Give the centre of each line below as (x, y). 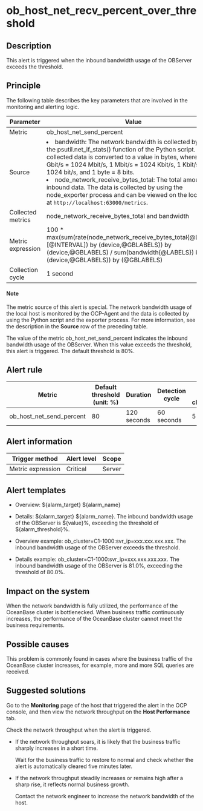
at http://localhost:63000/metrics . (97, 202)
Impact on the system (48, 591)
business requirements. (35, 625)
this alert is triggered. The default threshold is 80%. (70, 351)
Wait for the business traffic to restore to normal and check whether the (104, 760)
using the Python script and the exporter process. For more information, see (101, 320)
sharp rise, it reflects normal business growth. (72, 784)
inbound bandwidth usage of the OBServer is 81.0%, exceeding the (99, 566)
